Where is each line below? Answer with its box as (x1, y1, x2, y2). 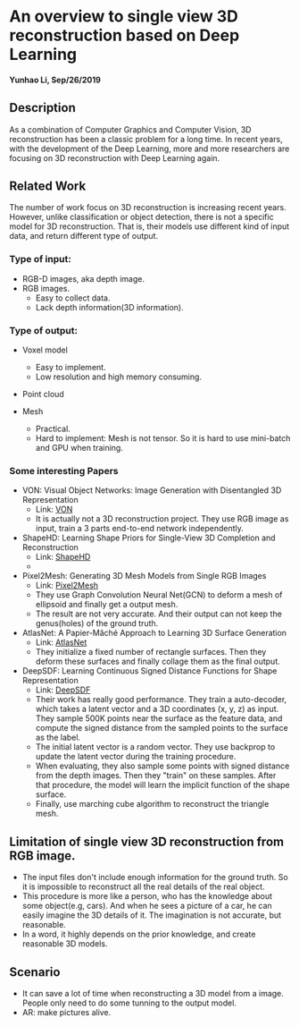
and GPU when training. (35, 443, 123, 453)
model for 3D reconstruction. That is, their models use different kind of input (9, 221, 290, 232)
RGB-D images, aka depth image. (21, 273, 145, 284)
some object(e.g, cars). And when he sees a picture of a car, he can (21, 901, 272, 912)
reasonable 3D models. (21, 938, 108, 949)
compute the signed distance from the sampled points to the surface (35, 723, 288, 733)
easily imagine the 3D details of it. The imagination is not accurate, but (21, 910, 282, 920)
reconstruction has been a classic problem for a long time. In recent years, (9, 133, 283, 144)
